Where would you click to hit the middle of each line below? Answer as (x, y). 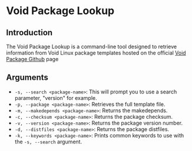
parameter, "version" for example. (56, 98)
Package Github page (32, 59)
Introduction (29, 33)
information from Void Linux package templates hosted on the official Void (96, 53)
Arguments (27, 78)
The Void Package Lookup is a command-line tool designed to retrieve (92, 46)
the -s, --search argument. (48, 142)
